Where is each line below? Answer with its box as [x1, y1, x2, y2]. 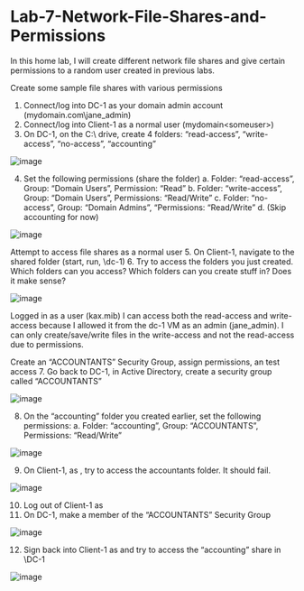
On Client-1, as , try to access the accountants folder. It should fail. [23, 465, 272, 476]
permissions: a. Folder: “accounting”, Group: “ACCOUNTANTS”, [23, 420, 259, 430]
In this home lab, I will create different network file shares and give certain [10, 55, 286, 66]
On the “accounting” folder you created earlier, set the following [23, 411, 262, 421]
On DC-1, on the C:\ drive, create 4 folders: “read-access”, [23, 128, 241, 139]
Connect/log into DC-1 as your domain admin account [23, 99, 224, 110]
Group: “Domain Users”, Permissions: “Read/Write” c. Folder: [23, 192, 250, 203]
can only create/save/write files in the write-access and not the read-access [10, 329, 295, 340]
